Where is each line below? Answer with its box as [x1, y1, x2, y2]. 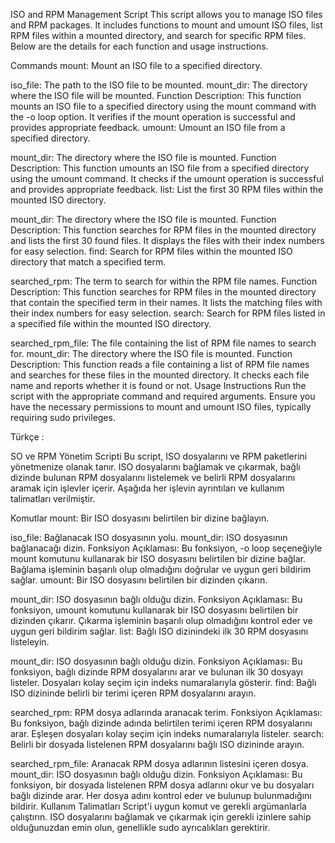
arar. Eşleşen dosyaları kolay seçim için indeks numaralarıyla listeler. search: [10, 728, 325, 739]
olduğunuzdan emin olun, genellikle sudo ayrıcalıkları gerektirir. [10, 822, 271, 833]
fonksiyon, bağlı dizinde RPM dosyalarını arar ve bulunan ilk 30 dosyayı [10, 666, 303, 678]
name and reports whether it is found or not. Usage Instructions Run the [10, 380, 307, 391]
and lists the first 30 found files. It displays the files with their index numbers [10, 235, 325, 246]
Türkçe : [10, 431, 45, 443]
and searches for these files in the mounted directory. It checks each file [10, 369, 310, 381]
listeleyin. [10, 636, 50, 648]
